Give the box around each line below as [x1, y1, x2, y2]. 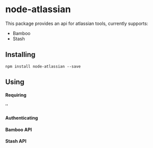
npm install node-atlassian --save [5, 64, 81, 69]
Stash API [5, 138, 27, 144]
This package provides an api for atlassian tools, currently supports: [5, 20, 148, 26]
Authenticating [5, 114, 38, 121]
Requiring [5, 92, 27, 98]
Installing [5, 50, 36, 59]
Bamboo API [5, 126, 32, 133]
